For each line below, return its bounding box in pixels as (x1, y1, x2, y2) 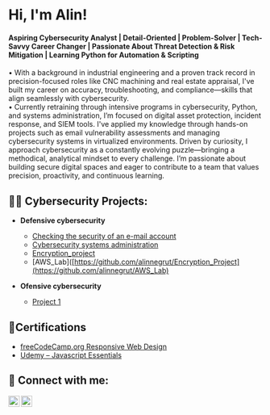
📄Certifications (8, 321, 87, 334)
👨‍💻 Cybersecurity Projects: (8, 194, 148, 207)
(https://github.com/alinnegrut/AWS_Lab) (31, 266, 169, 275)
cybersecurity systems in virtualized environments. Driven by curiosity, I (8, 136, 248, 146)
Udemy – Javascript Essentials (19, 350, 123, 360)
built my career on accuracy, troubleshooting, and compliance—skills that (8, 85, 253, 94)
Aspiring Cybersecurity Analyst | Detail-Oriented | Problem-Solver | (8, 32, 241, 42)
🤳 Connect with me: (8, 374, 109, 388)
